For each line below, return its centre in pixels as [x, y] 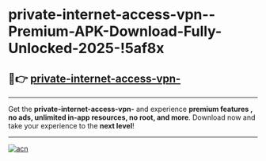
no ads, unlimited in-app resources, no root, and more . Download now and [132, 117]
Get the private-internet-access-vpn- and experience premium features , [131, 109]
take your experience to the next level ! [71, 126]
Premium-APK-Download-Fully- [115, 31]
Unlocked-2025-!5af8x [86, 48]
